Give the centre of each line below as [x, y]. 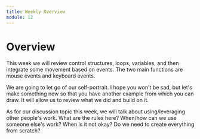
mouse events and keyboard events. [51, 76]
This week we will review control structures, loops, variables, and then [93, 63]
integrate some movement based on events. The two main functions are [95, 70]
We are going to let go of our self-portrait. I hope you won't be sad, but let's [99, 88]
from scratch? [23, 131]
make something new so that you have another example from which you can [100, 94]
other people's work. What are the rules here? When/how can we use [92, 118]
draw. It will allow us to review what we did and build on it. [78, 100]
